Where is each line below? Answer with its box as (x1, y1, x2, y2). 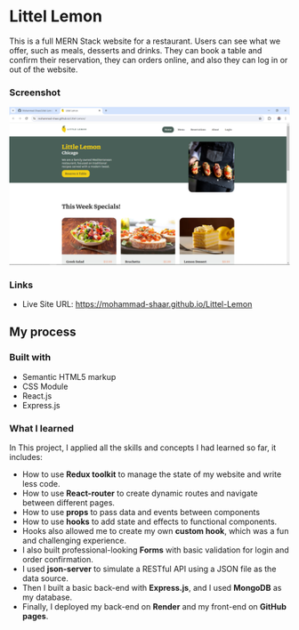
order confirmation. (21, 554, 93, 565)
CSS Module (21, 381, 69, 392)
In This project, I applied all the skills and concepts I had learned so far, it (9, 442, 277, 453)
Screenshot (9, 86, 61, 99)
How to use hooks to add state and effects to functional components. (21, 516, 278, 527)
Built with (9, 351, 52, 364)
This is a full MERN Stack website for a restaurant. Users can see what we (9, 36, 281, 46)
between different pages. (21, 497, 116, 508)
